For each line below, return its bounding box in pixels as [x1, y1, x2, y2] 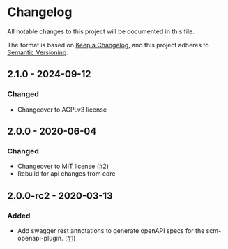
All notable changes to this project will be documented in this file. [7, 27, 195, 36]
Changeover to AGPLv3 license [17, 105, 107, 114]
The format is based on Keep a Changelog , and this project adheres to [7, 40, 209, 49]
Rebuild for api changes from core [17, 169, 116, 178]
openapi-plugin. [17, 234, 63, 242]
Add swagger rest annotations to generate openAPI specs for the [17, 227, 205, 234]
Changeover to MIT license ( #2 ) [17, 162, 109, 171]
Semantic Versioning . [7, 48, 68, 56]
